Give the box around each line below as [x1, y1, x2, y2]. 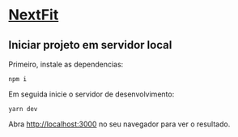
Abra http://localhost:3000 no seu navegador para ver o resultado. [8, 119, 231, 129]
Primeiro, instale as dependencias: [8, 59, 124, 69]
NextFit [8, 6, 59, 24]
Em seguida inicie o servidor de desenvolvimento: [8, 89, 175, 99]
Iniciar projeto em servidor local [8, 38, 172, 52]
